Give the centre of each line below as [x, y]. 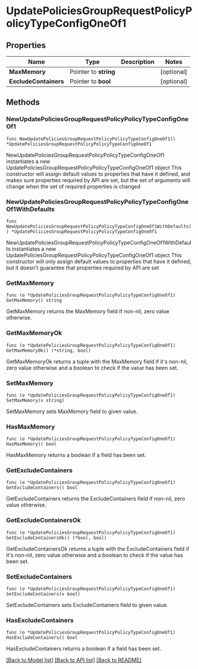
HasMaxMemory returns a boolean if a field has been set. [76, 455]
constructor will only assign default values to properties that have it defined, [99, 261]
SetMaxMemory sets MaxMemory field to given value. [72, 411]
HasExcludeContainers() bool [42, 638]
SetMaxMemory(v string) [35, 400]
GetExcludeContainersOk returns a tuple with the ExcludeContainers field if [98, 548]
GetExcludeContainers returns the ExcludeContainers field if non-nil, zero [95, 499]
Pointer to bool [90, 81]
